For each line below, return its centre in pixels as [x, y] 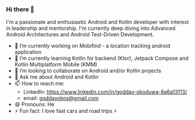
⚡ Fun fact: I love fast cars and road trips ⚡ [66, 111]
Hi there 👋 [20, 9]
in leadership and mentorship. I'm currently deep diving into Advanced [91, 28]
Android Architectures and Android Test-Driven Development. [80, 35]
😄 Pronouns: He [34, 104]
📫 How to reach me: [39, 84]
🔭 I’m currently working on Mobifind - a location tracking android [92, 46]
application [28, 52]
